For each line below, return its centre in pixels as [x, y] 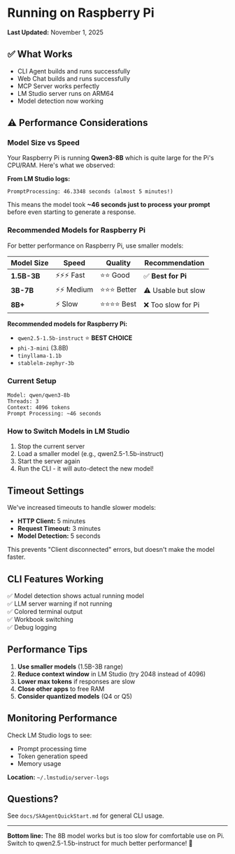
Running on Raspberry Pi [81, 13]
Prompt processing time [52, 748]
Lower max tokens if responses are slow [76, 681]
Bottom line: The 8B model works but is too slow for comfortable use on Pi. [116, 836]
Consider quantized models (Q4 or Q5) [75, 696]
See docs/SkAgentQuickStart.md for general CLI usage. [86, 816]
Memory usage [39, 763]
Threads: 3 [23, 401]
